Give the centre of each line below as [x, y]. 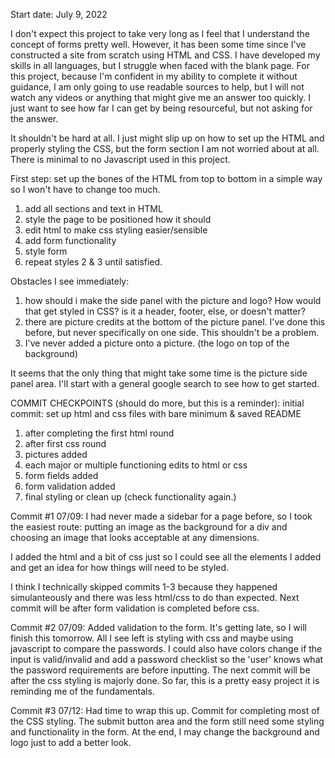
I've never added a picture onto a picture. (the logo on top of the [157, 343]
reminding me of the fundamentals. [82, 691]
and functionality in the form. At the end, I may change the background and [165, 732]
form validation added [70, 486]
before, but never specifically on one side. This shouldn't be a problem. [172, 332]
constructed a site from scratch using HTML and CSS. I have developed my [165, 55]
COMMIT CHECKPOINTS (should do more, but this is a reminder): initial [157, 403]
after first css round [65, 443]
